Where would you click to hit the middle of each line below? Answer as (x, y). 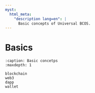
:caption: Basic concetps (31, 61)
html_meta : (21, 14)
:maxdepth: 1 (18, 65)
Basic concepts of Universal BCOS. (54, 23)
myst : (11, 10)
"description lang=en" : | (40, 19)
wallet (12, 87)
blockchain (16, 74)
